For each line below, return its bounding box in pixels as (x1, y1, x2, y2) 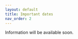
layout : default (5, 7, 38, 12)
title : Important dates (5, 12, 54, 17)
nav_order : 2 (5, 16, 32, 21)
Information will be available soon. (5, 30, 74, 36)
